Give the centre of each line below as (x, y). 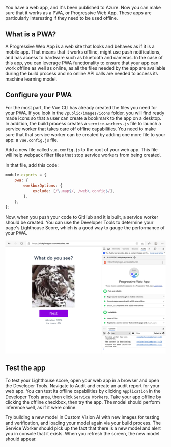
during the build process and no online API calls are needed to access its (82, 73)
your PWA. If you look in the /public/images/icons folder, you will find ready (85, 113)
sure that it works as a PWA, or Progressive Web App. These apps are (78, 13)
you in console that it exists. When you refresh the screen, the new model (82, 433)
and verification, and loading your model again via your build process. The (83, 423)
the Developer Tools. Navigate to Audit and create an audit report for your (82, 386)
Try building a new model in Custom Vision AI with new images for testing (82, 417)
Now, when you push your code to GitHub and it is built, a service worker (82, 217)
